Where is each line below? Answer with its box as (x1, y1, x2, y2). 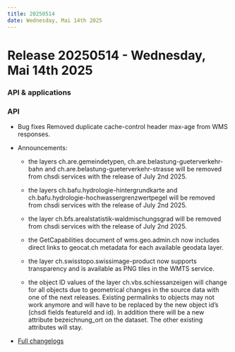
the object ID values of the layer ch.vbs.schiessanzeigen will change (28, 278, 227, 286)
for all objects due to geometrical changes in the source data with (28, 285, 219, 293)
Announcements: (17, 143, 68, 152)
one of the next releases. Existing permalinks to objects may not (28, 293, 215, 301)
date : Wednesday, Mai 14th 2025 (7, 17, 102, 24)
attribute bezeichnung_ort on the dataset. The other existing (28, 315, 203, 324)
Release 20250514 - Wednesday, (7, 47, 206, 63)
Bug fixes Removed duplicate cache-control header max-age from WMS (17, 122, 228, 131)
